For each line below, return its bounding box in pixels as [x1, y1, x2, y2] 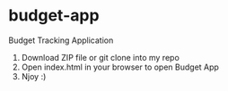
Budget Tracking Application [8, 35, 114, 45]
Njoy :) [21, 70, 47, 81]
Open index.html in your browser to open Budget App [21, 62, 219, 72]
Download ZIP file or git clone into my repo [21, 52, 180, 62]
